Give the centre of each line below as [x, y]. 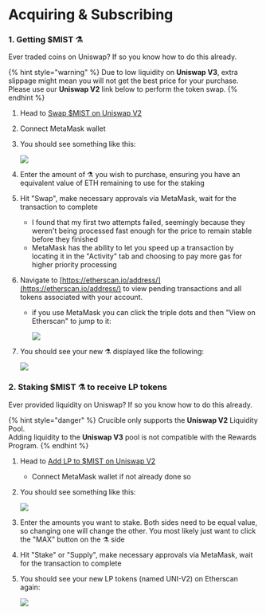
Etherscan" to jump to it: [71, 321]
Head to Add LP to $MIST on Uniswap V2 [88, 461]
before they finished [65, 239]
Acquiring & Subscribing [91, 15]
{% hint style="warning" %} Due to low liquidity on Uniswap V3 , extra [123, 73]
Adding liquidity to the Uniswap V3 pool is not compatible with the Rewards [133, 437]
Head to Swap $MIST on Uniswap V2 [80, 113]
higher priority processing [74, 265]
